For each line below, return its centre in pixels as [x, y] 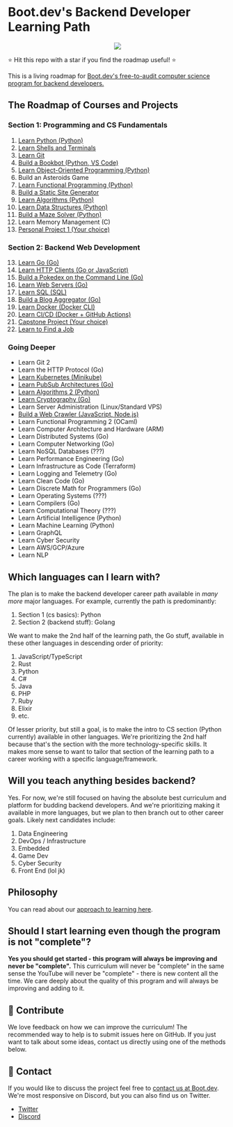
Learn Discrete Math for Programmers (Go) [80, 488]
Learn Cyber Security [49, 540]
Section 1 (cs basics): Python [59, 615]
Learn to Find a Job [46, 329]
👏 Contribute [36, 1010]
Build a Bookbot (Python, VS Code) [68, 162]
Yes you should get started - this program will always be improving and [113, 959]
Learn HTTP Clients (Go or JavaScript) [73, 270]
